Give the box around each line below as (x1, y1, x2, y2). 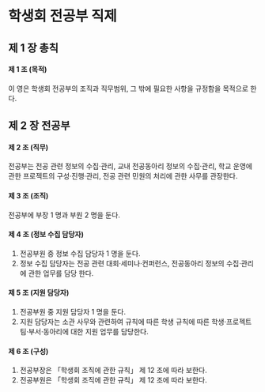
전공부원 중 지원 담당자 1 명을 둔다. (19, 307, 127, 316)
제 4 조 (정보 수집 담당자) (8, 230, 85, 239)
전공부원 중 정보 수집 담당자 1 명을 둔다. (19, 248, 141, 258)
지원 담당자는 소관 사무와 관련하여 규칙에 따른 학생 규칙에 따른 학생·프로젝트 (19, 317, 252, 326)
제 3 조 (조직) (8, 190, 49, 200)
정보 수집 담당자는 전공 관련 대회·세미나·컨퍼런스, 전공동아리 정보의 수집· (19, 258, 241, 268)
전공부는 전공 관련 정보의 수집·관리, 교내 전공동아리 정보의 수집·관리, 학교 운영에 (8, 161, 253, 171)
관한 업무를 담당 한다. (28, 268, 94, 277)
